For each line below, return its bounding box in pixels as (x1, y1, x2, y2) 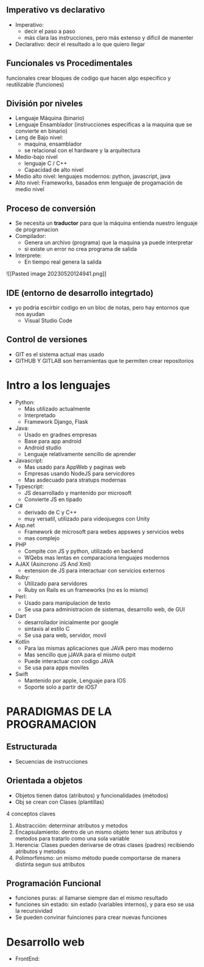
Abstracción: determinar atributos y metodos (15, 821, 128, 829)
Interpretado (24, 411, 56, 419)
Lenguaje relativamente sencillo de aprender (24, 450, 136, 457)
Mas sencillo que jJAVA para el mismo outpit (24, 651, 136, 658)
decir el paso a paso (24, 27, 76, 35)
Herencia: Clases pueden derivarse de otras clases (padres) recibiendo (15, 841, 195, 848)
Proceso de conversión (6, 203, 96, 214)
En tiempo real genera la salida (24, 258, 102, 265)
